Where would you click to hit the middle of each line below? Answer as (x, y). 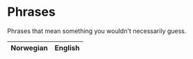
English (67, 47)
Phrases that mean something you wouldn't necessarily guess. (97, 31)
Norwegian (30, 47)
